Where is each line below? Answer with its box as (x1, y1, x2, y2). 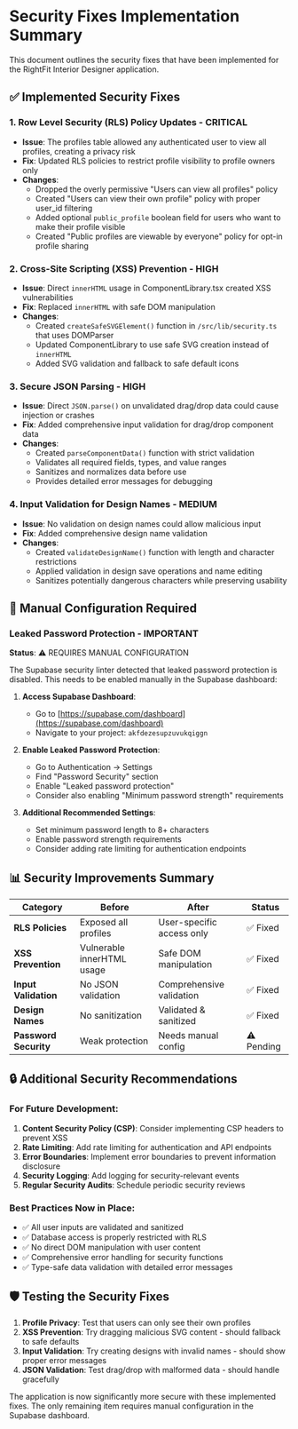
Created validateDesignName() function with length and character (35, 546, 275, 557)
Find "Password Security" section (35, 771, 159, 782)
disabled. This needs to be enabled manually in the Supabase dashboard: (9, 674, 278, 685)
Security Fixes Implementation (9, 6, 240, 27)
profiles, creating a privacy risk (21, 146, 136, 156)
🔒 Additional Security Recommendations (9, 1072, 238, 1087)
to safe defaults (21, 1336, 80, 1346)
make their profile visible (35, 221, 126, 232)
